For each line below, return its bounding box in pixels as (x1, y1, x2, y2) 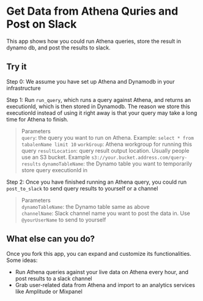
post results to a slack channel (15, 275, 92, 282)
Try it (6, 62, 27, 72)
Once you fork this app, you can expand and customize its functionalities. (6, 250, 191, 257)
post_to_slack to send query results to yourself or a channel (6, 184, 158, 192)
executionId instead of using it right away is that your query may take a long (6, 109, 197, 117)
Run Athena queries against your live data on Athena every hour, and (15, 268, 188, 275)
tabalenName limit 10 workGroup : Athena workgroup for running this (21, 140, 193, 148)
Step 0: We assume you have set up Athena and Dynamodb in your (6, 78, 175, 85)
